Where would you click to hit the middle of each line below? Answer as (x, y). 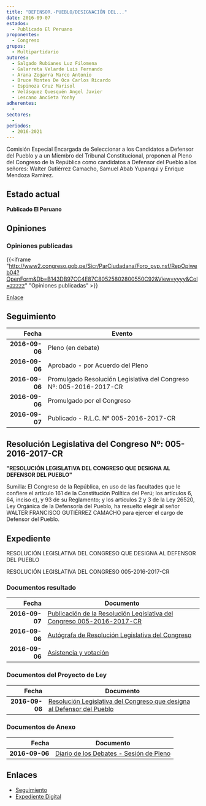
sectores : (19, 115)
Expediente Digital (38, 796)
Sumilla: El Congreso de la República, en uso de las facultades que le (93, 487)
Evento (122, 333)
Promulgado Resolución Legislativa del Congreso (118, 379)
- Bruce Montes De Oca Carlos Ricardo (62, 80)
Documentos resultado (41, 587)
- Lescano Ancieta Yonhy (44, 97)
